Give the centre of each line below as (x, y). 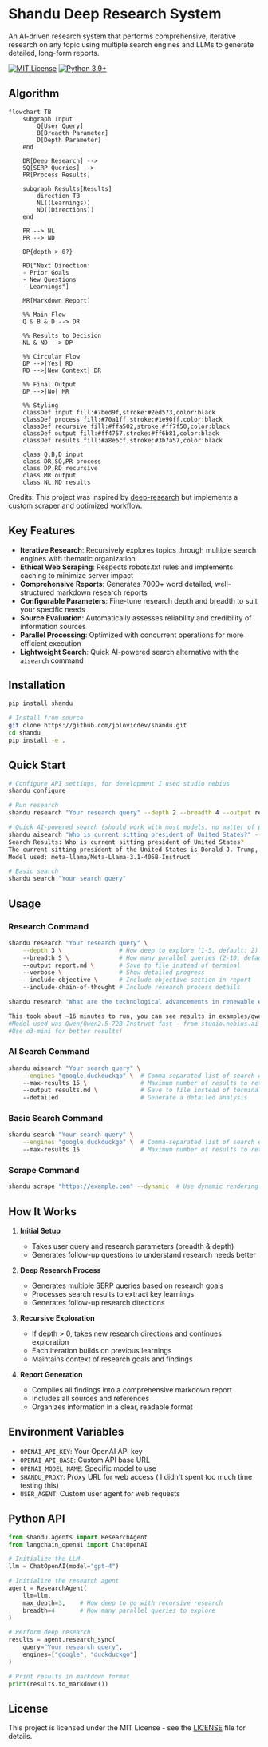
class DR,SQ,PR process (62, 461)
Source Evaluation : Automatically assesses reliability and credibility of (136, 618)
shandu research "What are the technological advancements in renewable (132, 1002)
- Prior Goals (46, 272)
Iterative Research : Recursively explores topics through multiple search (138, 550)
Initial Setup (40, 1231)
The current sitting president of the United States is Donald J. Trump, (134, 850)
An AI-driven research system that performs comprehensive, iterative (122, 36)
